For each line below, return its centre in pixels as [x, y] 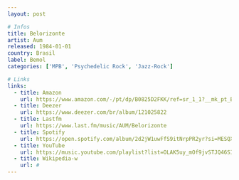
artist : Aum [25, 40]
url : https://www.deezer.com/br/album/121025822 [94, 112]
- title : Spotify [39, 132]
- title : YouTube [39, 145]
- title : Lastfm [38, 119]
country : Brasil [31, 53]
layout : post [27, 14]
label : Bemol [27, 60]
